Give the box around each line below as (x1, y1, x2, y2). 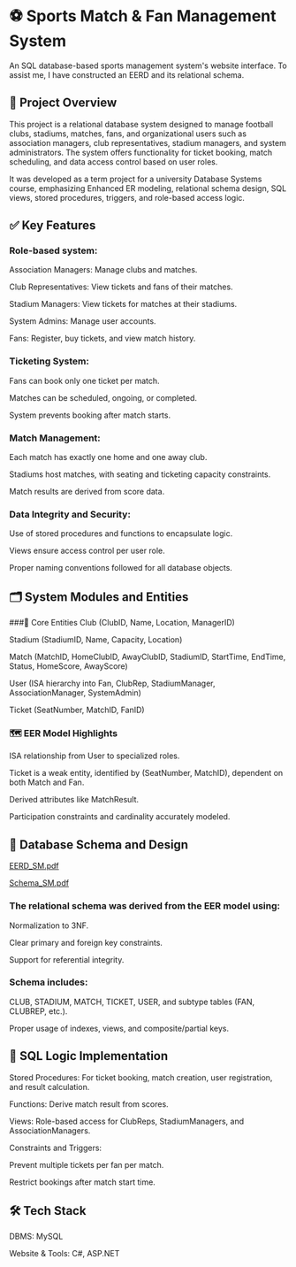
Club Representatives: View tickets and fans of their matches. (9, 281, 233, 292)
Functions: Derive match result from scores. (9, 1098, 170, 1110)
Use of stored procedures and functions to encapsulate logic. (9, 528, 233, 539)
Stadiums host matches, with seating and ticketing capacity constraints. (9, 469, 271, 480)
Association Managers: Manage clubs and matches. (9, 265, 198, 275)
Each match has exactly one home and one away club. (9, 452, 208, 463)
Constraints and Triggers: (9, 1142, 102, 1153)
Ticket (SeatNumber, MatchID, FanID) (9, 704, 145, 716)
